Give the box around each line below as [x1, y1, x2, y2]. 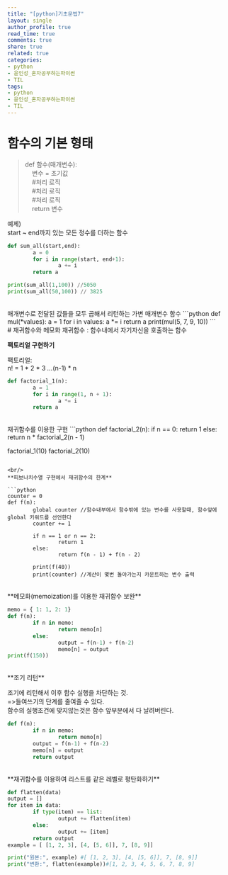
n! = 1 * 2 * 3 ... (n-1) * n [7, 363, 76, 372]
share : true [7, 43, 42, 50]
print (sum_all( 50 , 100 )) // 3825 [7, 288, 103, 295]
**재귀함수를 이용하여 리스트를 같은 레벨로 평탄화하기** [7, 774, 160, 783]
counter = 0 [7, 493, 42, 500]
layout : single [7, 17, 52, 24]
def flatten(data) [7, 789, 62, 796]
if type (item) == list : [33, 808, 103, 815]
